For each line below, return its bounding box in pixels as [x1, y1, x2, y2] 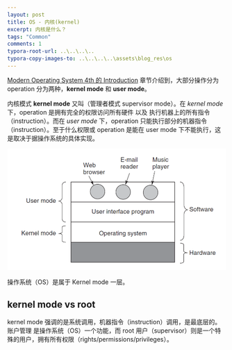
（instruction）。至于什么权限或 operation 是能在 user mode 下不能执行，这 [7, 125, 221, 133]
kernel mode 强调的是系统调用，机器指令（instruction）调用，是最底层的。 [7, 318, 221, 326]
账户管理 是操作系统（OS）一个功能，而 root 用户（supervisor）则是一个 [7, 326, 215, 335]
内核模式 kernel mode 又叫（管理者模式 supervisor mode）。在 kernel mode [7, 99, 224, 108]
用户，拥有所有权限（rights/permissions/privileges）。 [19, 335, 174, 344]
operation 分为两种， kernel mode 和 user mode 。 [7, 84, 151, 93]
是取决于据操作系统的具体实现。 [7, 134, 99, 142]
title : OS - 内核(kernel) [7, 18, 80, 26]
